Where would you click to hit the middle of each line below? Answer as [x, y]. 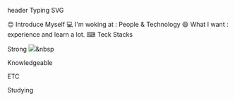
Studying [20, 90]
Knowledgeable [30, 63]
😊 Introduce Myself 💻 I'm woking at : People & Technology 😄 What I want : [118, 24]
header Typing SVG [36, 10]
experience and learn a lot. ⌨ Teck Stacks [70, 34]
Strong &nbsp [31, 49]
